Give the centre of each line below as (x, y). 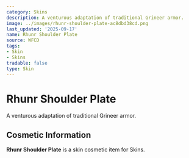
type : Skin (20, 69)
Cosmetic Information (49, 135)
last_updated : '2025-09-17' (42, 29)
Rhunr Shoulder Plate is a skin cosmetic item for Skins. (76, 149)
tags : (13, 46)
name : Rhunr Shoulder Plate (42, 35)
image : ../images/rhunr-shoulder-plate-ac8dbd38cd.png (77, 23)
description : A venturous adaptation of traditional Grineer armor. (95, 18)
